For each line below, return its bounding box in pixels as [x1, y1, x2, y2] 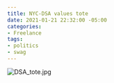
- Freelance [7, 29, 42, 37]
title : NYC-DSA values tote [7, 10, 89, 17]
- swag [7, 49, 26, 56]
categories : [7, 23, 42, 30]
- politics [7, 42, 39, 49]
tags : [7, 36, 23, 43]
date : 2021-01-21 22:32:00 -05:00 [7, 17, 108, 24]
